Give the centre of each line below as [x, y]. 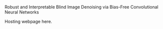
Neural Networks [22, 12]
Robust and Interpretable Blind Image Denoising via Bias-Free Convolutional [81, 7]
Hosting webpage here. [28, 22]
